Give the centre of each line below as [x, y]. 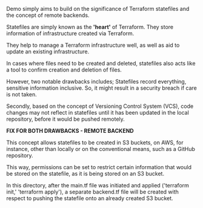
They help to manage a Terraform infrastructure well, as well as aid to [93, 45]
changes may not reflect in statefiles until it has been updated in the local [98, 112]
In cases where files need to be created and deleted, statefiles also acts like [101, 63]
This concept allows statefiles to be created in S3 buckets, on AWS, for [95, 143]
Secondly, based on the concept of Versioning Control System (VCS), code [100, 106]
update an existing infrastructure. [48, 52]
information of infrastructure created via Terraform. [70, 33]
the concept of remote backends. [48, 15]
